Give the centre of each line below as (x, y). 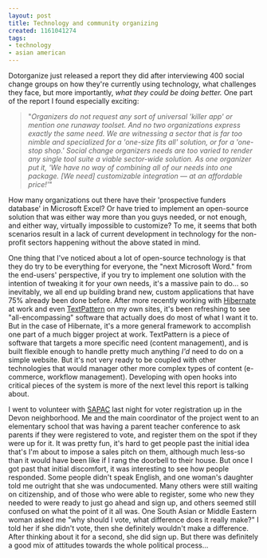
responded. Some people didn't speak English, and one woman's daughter (131, 477)
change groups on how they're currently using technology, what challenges (132, 84)
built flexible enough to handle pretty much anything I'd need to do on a (126, 351)
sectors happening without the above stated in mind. (114, 242)
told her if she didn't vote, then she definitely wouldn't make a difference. (129, 528)
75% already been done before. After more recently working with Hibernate (132, 300)
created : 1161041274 (43, 30)
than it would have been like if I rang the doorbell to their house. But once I (131, 460)
